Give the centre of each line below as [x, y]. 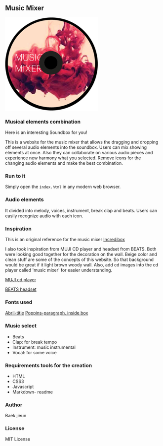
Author [14, 405]
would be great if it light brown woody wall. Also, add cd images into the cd [82, 265]
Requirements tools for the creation [49, 365]
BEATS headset [21, 289]
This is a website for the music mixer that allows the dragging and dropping [82, 142]
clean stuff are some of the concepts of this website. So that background [80, 259]
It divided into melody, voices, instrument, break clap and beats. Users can [81, 210]
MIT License [18, 439]
